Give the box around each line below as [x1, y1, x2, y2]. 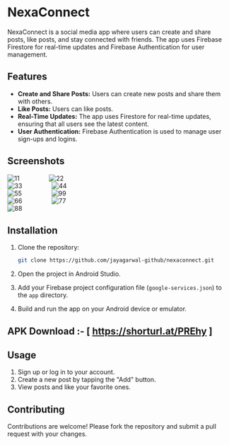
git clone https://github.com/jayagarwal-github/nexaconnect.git [17, 257, 214, 264]
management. [7, 50, 48, 59]
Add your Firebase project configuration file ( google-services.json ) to [17, 284, 223, 292]
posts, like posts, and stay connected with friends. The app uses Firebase [7, 35, 223, 43]
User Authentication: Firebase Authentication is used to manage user [17, 127, 222, 135]
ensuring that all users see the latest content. [17, 120, 150, 128]
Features [7, 71, 47, 83]
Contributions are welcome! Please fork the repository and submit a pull [7, 422, 217, 431]
